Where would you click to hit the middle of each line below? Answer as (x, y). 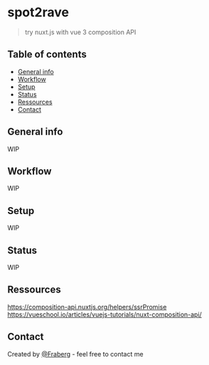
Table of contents (47, 54)
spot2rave (38, 12)
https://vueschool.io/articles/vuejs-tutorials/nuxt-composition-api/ (105, 314)
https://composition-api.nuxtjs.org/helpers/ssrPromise (87, 307)
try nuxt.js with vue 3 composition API (80, 32)
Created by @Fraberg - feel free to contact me (75, 354)
